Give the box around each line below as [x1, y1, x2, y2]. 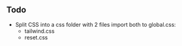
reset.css [24, 33, 48, 41]
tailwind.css [24, 27, 55, 34]
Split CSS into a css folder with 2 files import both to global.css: [15, 21, 176, 28]
